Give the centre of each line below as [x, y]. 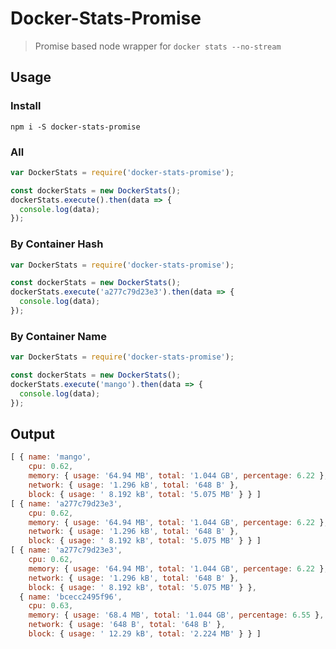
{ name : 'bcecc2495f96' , [71, 597]
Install [26, 106]
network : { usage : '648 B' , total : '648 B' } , [127, 625]
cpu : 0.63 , [51, 606]
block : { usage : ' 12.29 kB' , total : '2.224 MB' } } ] [145, 634]
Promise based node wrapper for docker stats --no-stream [158, 46]
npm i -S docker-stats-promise [75, 127]
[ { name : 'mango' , [51, 457]
